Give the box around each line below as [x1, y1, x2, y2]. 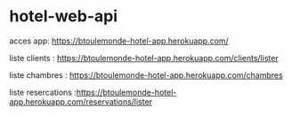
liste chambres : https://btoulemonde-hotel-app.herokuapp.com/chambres [9, 69, 283, 81]
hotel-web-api [9, 6, 118, 27]
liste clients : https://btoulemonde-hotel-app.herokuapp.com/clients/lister [9, 52, 279, 63]
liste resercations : [9, 87, 77, 97]
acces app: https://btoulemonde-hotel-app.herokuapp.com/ [9, 35, 229, 46]
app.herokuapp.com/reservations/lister [9, 96, 153, 107]
